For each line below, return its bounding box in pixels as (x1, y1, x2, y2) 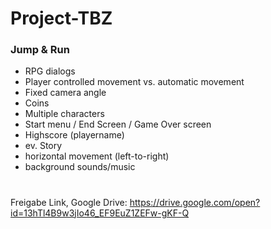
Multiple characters (24, 108, 105, 120)
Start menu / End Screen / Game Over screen (24, 118, 212, 131)
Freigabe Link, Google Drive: (10, 196, 128, 208)
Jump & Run (10, 43, 70, 57)
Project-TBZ (10, 7, 113, 30)
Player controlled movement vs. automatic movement (24, 76, 245, 88)
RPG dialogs (24, 65, 76, 77)
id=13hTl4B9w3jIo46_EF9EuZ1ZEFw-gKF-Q (10, 207, 190, 219)
